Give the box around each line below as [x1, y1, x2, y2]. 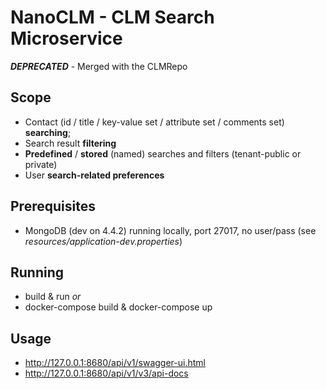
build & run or [24, 291, 82, 303]
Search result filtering [24, 137, 117, 149]
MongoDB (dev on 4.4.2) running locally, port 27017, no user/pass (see [24, 224, 317, 236]
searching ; [24, 126, 72, 138]
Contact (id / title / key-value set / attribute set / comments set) [24, 116, 285, 128]
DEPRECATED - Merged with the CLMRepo [10, 60, 188, 72]
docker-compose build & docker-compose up [24, 301, 213, 313]
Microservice [10, 27, 123, 50]
